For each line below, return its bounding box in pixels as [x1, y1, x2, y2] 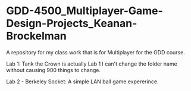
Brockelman [6, 30, 67, 43]
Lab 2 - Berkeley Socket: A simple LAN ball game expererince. [6, 78, 159, 85]
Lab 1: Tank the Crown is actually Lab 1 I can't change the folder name [6, 60, 177, 67]
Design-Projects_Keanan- [6, 17, 137, 30]
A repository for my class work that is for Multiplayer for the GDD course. [6, 48, 186, 56]
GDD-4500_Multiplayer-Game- [6, 4, 164, 18]
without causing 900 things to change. [6, 66, 101, 73]
